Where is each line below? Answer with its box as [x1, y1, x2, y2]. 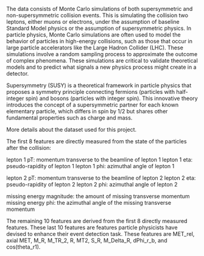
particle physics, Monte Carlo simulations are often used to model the [6, 31, 181, 38]
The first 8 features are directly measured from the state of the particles [6, 138, 187, 145]
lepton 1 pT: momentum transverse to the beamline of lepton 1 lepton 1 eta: [6, 156, 193, 163]
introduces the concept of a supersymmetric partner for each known [6, 101, 178, 108]
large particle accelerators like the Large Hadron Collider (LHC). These [6, 44, 184, 51]
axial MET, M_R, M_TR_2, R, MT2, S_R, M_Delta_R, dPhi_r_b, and [6, 237, 167, 244]
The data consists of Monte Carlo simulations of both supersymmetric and [6, 5, 193, 12]
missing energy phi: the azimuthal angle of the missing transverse [6, 199, 172, 206]
